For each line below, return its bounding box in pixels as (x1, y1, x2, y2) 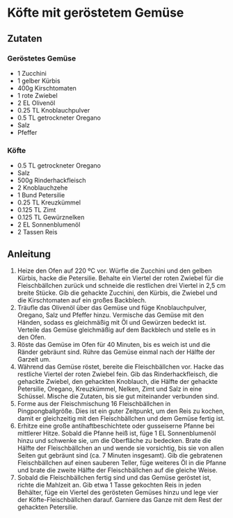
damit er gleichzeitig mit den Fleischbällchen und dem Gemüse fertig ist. (17, 414, 225, 422)
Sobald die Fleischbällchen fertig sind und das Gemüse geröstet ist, (17, 473, 211, 481)
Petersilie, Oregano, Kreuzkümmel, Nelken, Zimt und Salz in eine (17, 385, 202, 393)
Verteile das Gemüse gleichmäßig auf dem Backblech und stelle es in (17, 325, 216, 334)
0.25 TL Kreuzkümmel (17, 198, 81, 207)
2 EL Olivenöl (17, 99, 56, 107)
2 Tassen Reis (17, 228, 58, 236)
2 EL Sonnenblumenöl (17, 220, 81, 229)
